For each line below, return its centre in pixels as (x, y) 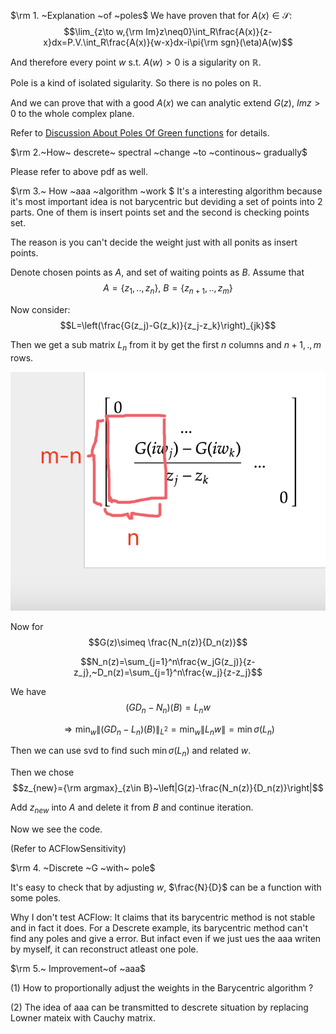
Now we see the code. (56, 829)
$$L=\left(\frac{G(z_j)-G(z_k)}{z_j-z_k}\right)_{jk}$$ (168, 325)
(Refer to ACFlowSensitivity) (68, 849)
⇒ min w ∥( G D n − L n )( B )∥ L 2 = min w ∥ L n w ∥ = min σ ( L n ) (169, 730)
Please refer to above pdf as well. (79, 171)
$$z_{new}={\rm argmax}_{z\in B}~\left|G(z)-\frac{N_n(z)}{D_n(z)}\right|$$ (168, 788)
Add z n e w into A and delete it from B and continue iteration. (132, 808)
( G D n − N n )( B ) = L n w (168, 708)
